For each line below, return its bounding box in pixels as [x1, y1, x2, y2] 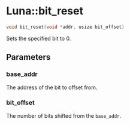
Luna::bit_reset [6, 4, 84, 18]
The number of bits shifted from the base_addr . [6, 112, 122, 119]
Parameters [6, 52, 51, 62]
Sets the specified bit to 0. [6, 35, 71, 42]
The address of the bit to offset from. [6, 84, 98, 91]
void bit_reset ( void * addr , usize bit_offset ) [6, 24, 125, 30]
